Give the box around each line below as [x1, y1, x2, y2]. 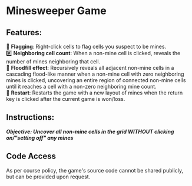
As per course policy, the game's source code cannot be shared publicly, [6, 167, 184, 174]
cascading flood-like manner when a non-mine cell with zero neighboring [6, 70, 184, 77]
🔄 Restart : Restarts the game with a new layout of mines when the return [6, 89, 183, 96]
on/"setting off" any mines [6, 134, 74, 141]
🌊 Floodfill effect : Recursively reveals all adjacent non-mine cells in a [6, 65, 174, 71]
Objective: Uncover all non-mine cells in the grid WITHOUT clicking [6, 128, 174, 135]
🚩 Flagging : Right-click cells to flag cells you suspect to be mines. [6, 43, 167, 50]
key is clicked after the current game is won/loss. [6, 96, 125, 102]
